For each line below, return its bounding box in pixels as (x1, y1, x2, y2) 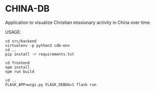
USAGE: (5, 29, 21, 35)
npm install (5, 65, 30, 70)
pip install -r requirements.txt (5, 52, 75, 57)
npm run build (5, 69, 35, 74)
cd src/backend (5, 38, 37, 44)
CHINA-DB (5, 3, 50, 14)
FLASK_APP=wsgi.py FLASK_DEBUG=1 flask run (5, 82, 97, 87)
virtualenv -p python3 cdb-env (5, 43, 70, 48)
